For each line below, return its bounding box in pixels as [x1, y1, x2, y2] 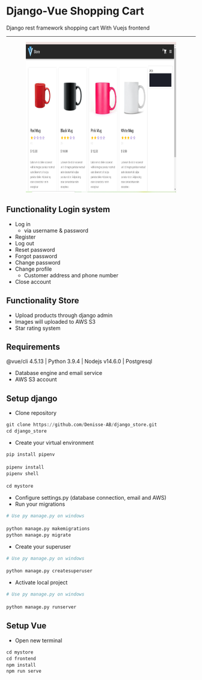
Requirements [6, 342, 60, 352]
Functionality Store [6, 295, 79, 306]
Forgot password [14, 252, 57, 260]
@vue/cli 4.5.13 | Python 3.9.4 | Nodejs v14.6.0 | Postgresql [6, 357, 152, 365]
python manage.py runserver [6, 604, 77, 610]
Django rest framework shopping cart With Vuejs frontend [6, 24, 150, 31]
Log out [14, 239, 34, 247]
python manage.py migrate [6, 532, 71, 538]
